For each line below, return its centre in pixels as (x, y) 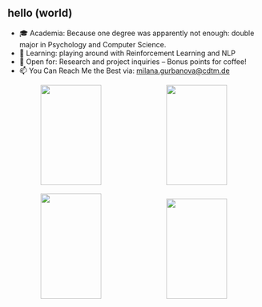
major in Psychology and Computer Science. (93, 44)
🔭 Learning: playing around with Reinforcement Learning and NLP (127, 53)
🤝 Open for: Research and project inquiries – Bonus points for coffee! (133, 61)
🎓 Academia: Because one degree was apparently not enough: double (137, 33)
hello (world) (40, 13)
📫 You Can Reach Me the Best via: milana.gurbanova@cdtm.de (124, 71)
